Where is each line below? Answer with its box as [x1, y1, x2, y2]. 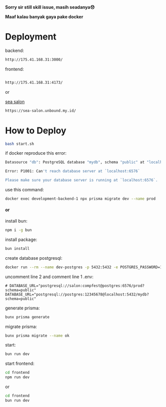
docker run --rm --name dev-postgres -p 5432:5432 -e [5, 265, 119, 270]
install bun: [5, 218, 28, 224]
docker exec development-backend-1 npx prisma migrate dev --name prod [5, 196, 156, 201]
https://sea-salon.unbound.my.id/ [5, 108, 77, 113]
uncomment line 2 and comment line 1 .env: [5, 274, 94, 280]
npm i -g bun [5, 228, 32, 233]
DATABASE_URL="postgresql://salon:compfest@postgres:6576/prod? [9, 283, 145, 288]
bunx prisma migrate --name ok [5, 333, 70, 338]
